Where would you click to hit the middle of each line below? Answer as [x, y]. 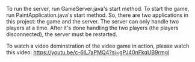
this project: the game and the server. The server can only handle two [93, 21]
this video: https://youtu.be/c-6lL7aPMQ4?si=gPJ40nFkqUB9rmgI [88, 52]
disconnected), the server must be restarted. [62, 34]
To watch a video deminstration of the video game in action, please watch [98, 46]
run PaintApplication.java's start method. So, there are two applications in [97, 15]
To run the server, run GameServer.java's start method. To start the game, [98, 9]
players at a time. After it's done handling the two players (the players [92, 28]
